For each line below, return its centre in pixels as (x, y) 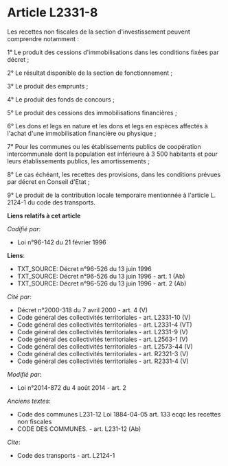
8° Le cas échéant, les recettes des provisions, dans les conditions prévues (114, 174)
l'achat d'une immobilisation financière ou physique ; (82, 133)
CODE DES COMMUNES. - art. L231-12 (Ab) (79, 429)
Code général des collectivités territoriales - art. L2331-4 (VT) (104, 325)
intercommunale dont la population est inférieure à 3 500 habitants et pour (112, 154)
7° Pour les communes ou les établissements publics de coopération (104, 146)
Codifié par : (24, 229)
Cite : (14, 442)
